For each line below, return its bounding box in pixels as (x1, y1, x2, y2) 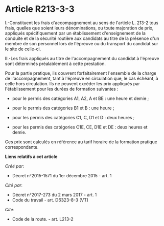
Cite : (5, 206, 15, 212)
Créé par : (5, 163, 24, 169)
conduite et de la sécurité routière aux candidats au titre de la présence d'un (5, 35, 159, 41)
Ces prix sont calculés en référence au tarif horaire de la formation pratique (5, 139, 158, 145)
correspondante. (5, 144, 39, 150)
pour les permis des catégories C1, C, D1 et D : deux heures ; (12, 114, 135, 120)
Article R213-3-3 (5, 3, 75, 15)
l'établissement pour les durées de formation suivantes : (5, 86, 118, 92)
